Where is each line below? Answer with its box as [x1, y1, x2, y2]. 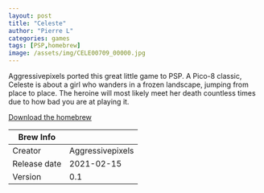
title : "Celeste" [8, 19, 67, 27]
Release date [12, 158, 62, 169]
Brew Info [18, 132, 56, 142]
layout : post [8, 11, 52, 20]
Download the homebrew [8, 113, 93, 121]
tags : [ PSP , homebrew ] [8, 42, 81, 50]
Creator [12, 146, 42, 156]
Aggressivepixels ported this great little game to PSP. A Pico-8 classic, [8, 72, 242, 80]
